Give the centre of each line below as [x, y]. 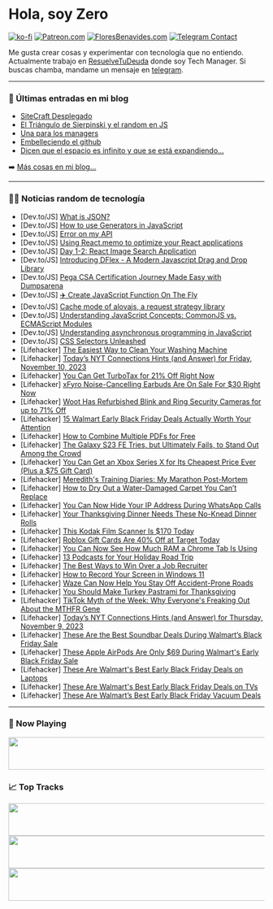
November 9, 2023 [52, 626]
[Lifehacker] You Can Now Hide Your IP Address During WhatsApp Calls [141, 505]
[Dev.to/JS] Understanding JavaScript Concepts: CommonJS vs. [128, 315]
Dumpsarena [41, 285]
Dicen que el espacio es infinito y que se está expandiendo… [122, 150]
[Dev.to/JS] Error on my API [66, 233]
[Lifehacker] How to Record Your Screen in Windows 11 [112, 574]
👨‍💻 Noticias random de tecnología [77, 198]
